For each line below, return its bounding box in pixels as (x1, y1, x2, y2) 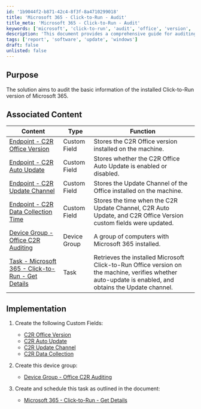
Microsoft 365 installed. (93, 240, 161, 249)
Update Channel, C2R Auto (93, 204, 169, 213)
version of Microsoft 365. (6, 92, 69, 99)
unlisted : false (6, 48, 47, 54)
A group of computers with (93, 232, 169, 241)
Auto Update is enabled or (93, 162, 167, 171)
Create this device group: (14, 362, 78, 369)
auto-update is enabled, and (93, 276, 175, 284)
